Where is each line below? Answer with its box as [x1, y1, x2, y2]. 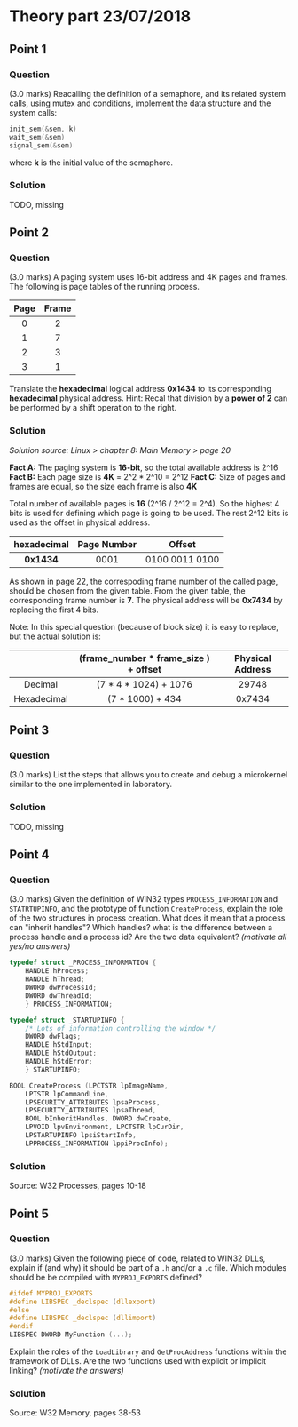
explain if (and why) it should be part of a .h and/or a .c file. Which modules [9, 1262, 287, 1272]
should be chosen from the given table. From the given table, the [9, 585, 246, 596]
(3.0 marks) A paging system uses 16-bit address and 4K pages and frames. [9, 272, 288, 283]
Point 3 [9, 722, 50, 738]
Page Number [77, 538, 137, 550]
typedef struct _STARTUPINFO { [9, 1016, 125, 1024]
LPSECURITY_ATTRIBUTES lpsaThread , [25, 1106, 157, 1115]
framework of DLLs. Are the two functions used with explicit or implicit [9, 1356, 267, 1367]
